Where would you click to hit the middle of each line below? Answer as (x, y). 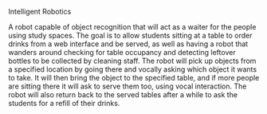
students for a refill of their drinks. (64, 103)
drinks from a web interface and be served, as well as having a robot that (128, 44)
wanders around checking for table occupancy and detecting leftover (122, 52)
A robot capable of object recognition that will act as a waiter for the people (132, 27)
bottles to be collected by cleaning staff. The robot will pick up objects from (132, 61)
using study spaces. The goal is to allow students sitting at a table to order (130, 35)
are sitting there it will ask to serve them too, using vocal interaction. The (128, 86)
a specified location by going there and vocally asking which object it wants (133, 69)
